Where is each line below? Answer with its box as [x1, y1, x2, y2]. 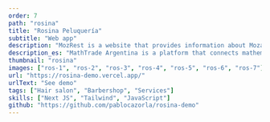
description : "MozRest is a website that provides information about [8, 42, 247, 50]
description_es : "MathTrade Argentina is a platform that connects [8, 49, 239, 57]
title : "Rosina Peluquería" [8, 26, 103, 35]
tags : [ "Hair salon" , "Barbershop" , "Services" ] [8, 86, 174, 95]
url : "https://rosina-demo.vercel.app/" [8, 71, 146, 79]
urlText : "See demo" [8, 79, 78, 87]
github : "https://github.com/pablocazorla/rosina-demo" [8, 101, 199, 109]
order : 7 [8, 11, 38, 20]
